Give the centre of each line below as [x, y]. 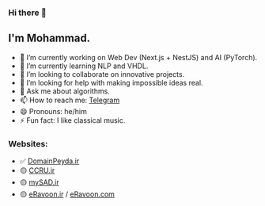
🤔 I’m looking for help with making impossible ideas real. [111, 82]
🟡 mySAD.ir [39, 182]
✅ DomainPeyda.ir [49, 161]
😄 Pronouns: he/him [53, 111]
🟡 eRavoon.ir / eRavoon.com [67, 194]
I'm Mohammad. [49, 38]
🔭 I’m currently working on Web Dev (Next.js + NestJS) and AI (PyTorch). [138, 57]
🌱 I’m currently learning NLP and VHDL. [84, 66]
